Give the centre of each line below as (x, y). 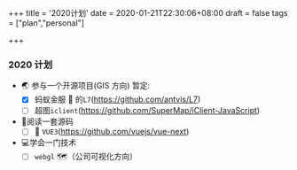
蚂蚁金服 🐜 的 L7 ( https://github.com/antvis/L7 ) (117, 99)
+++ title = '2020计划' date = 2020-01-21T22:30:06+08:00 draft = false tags (148, 13)
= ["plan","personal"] (47, 23)
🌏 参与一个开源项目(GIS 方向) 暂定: (86, 86)
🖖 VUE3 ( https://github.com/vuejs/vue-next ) (112, 132)
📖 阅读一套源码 (47, 121)
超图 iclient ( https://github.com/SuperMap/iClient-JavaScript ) (147, 111)
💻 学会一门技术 (49, 143)
